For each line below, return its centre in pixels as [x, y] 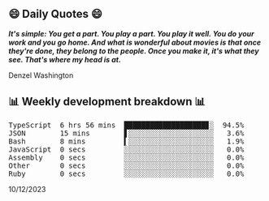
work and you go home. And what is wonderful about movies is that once [135, 42]
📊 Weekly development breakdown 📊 [107, 102]
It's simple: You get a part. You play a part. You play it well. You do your [131, 33]
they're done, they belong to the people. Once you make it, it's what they [134, 51]
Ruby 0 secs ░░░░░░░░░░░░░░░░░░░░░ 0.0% [126, 173]
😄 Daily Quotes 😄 [56, 14]
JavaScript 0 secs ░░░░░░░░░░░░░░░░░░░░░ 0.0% [126, 149]
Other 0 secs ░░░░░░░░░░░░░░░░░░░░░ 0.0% [126, 165]
